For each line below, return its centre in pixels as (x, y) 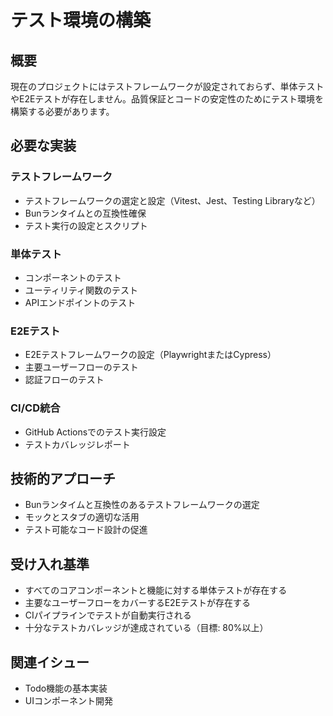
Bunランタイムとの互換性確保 (85, 213)
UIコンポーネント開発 (68, 701)
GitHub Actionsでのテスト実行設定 (95, 432)
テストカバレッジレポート (77, 444)
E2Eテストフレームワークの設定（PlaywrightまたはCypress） (150, 355)
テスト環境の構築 (81, 20)
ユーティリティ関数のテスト (81, 290)
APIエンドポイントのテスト (80, 302)
